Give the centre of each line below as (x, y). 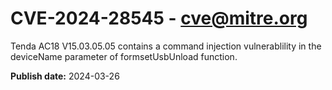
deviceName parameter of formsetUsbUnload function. (124, 56)
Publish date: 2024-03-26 (65, 76)
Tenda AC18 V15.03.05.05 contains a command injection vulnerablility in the (166, 46)
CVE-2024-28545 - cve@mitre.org (159, 18)
